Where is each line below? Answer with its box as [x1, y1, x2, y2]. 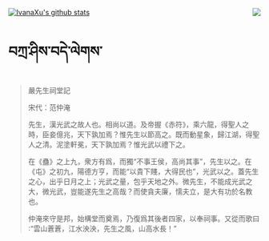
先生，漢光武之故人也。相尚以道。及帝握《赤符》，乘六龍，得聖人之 [27, 119, 250, 129]
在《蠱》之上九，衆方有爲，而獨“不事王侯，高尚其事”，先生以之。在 [27, 156, 252, 166]
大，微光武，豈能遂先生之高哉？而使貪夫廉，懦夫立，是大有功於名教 [27, 187, 253, 196]
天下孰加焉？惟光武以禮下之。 [90, 139, 190, 149]
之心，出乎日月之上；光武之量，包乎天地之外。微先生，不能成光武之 [27, 176, 253, 186]
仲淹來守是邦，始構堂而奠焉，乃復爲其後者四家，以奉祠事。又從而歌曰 [27, 213, 260, 223]
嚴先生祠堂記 [27, 85, 70, 95]
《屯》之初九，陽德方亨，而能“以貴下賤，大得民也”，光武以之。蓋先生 [27, 167, 259, 176]
